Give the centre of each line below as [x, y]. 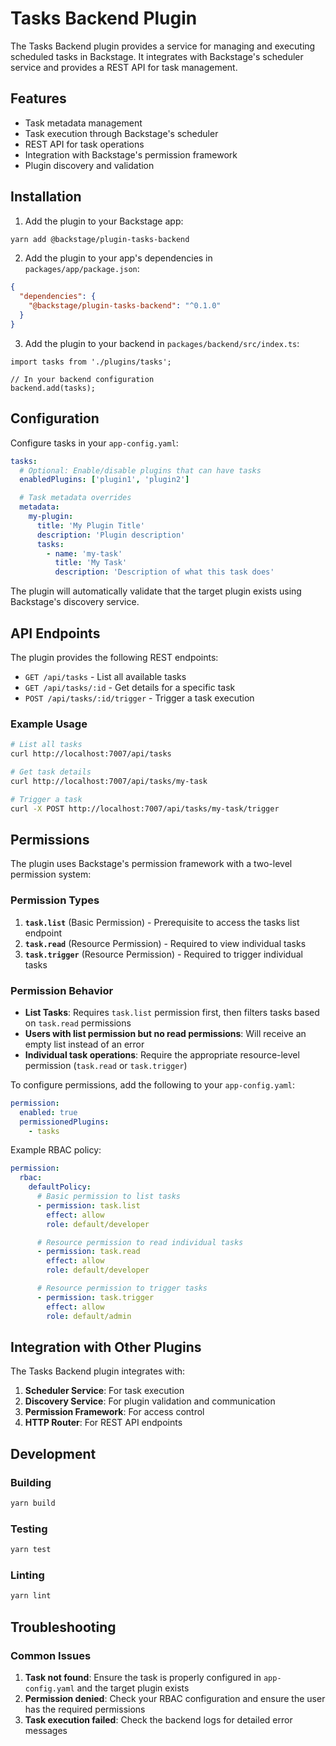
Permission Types [55, 900]
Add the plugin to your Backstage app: [104, 221]
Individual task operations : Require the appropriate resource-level [162, 1054]
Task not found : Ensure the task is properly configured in [143, 1677]
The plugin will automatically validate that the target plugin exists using [156, 591]
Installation [46, 197]
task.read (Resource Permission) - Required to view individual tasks [165, 943]
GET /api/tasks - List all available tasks [105, 676]
